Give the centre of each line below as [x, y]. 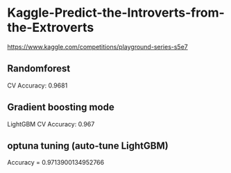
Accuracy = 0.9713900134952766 [56, 163]
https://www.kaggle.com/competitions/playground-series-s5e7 [98, 47]
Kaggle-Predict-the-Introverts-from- [116, 13]
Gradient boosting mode [61, 107]
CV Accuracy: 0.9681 [37, 85]
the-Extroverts [51, 27]
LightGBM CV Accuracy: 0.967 [51, 124]
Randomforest [39, 68]
